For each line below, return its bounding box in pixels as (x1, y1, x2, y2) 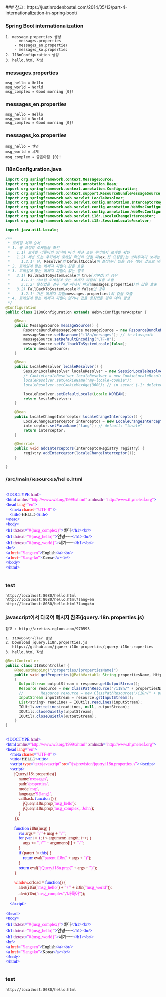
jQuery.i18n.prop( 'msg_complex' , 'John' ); (23, 806, 94, 811)
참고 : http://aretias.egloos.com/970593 (5, 626, 90, 632)
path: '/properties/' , (18, 781, 50, 786)
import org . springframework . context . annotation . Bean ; (5, 182, 119, 187)
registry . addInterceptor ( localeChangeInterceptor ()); (23, 450, 136, 455)
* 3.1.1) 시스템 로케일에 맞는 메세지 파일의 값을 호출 (7, 278, 114, 282)
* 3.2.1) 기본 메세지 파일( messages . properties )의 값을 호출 (7, 291, 133, 296)
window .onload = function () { (14, 880, 66, 885)
